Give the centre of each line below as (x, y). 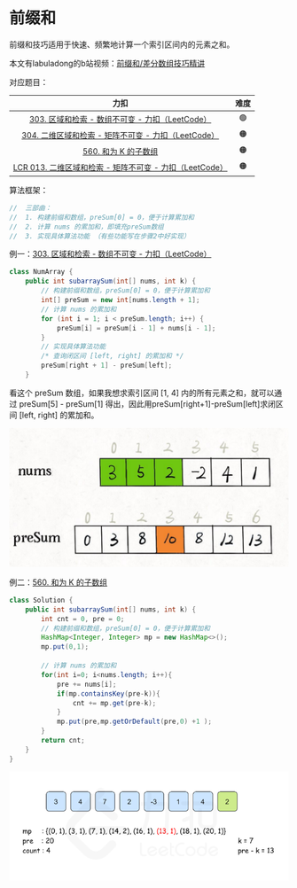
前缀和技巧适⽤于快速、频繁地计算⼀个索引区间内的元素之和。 (122, 44)
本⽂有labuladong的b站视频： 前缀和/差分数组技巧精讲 (107, 63)
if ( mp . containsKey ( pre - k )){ (109, 693)
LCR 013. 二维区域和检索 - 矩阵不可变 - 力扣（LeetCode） (120, 167)
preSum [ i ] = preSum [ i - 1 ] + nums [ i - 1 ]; (136, 328)
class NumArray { (41, 272)
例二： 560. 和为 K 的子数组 (59, 582)
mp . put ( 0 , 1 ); (65, 647)
